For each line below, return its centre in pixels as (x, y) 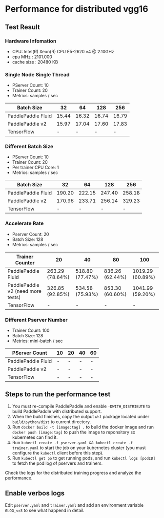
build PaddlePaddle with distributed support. (57, 411)
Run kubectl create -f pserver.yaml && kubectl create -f (72, 442)
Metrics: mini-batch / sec (37, 341)
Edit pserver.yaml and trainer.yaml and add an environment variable (74, 505)
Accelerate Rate (24, 223)
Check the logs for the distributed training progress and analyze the (73, 473)
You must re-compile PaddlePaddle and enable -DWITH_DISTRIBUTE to (81, 406)
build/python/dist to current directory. (51, 422)
